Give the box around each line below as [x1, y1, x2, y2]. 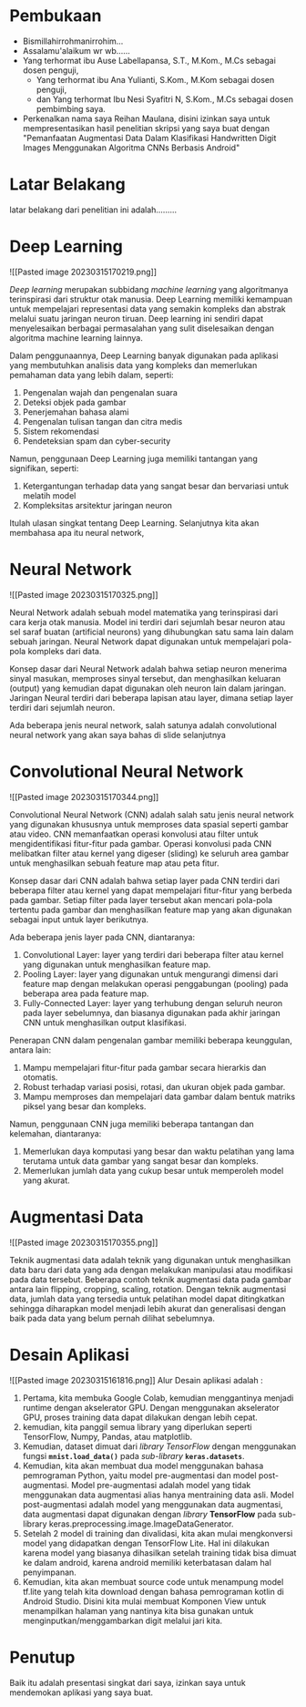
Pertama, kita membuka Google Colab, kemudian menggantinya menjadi [22, 1392, 294, 1404]
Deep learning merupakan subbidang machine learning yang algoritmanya [9, 283, 289, 294]
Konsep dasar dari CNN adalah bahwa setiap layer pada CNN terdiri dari [9, 875, 280, 886]
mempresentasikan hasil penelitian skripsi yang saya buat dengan [22, 122, 270, 133]
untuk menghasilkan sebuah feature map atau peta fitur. [9, 858, 220, 869]
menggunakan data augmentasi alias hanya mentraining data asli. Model [22, 1489, 294, 1500]
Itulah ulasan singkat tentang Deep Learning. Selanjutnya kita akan [9, 517, 260, 529]
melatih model [22, 489, 76, 501]
